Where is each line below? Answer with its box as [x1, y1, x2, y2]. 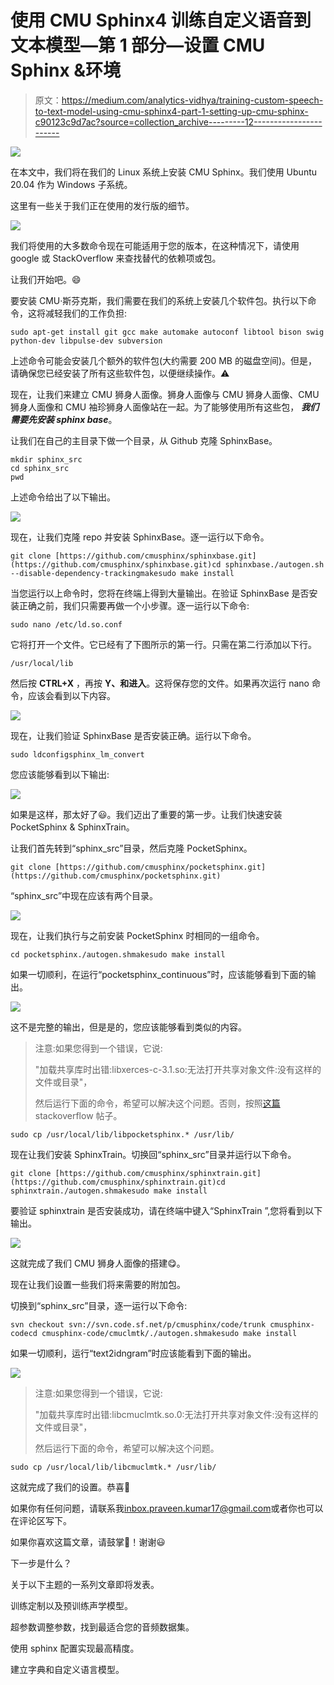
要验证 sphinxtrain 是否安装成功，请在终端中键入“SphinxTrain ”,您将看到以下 [10, 1204, 323, 1216]
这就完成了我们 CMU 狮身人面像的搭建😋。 [10, 1257, 186, 1269]
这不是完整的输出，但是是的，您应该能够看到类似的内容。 [10, 1021, 247, 1033]
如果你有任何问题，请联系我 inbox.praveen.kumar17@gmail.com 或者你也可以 [10, 1502, 324, 1514]
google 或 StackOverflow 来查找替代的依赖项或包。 [10, 252, 222, 264]
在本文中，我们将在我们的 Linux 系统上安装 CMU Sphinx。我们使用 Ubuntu [10, 166, 318, 178]
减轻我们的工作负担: [44, 307, 128, 319]
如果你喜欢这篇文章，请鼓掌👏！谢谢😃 [10, 1536, 166, 1548]
